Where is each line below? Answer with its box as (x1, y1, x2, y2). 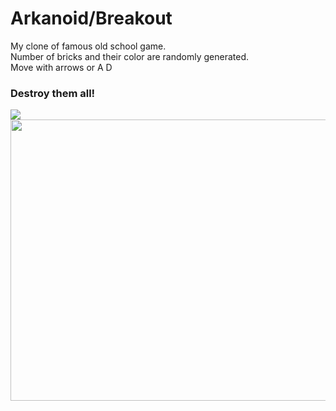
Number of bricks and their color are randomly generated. (10, 50, 249, 62)
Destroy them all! (10, 86, 96, 100)
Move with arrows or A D (10, 61, 113, 73)
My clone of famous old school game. (10, 40, 167, 52)
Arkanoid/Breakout (10, 7, 173, 30)
